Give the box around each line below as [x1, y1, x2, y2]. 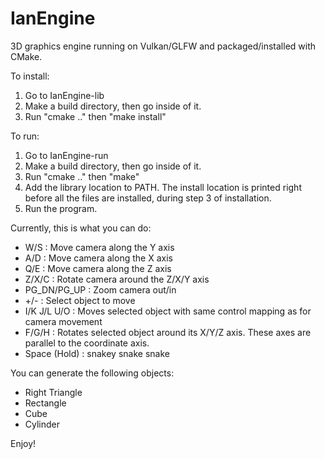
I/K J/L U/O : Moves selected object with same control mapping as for [24, 305, 312, 317]
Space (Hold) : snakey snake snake [24, 347, 170, 359]
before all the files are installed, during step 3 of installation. [24, 192, 272, 204]
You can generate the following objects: [10, 367, 175, 379]
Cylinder [24, 418, 61, 430]
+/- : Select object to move [24, 294, 136, 306]
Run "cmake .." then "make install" [24, 110, 167, 122]
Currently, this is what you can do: [10, 222, 152, 234]
